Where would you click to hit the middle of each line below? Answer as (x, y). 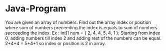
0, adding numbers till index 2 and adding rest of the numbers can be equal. (83, 38)
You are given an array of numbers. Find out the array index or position (78, 22)
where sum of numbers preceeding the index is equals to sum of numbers (81, 27)
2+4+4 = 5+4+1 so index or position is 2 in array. (55, 43)
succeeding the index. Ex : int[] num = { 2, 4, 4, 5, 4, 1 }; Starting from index (83, 33)
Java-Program (36, 9)
